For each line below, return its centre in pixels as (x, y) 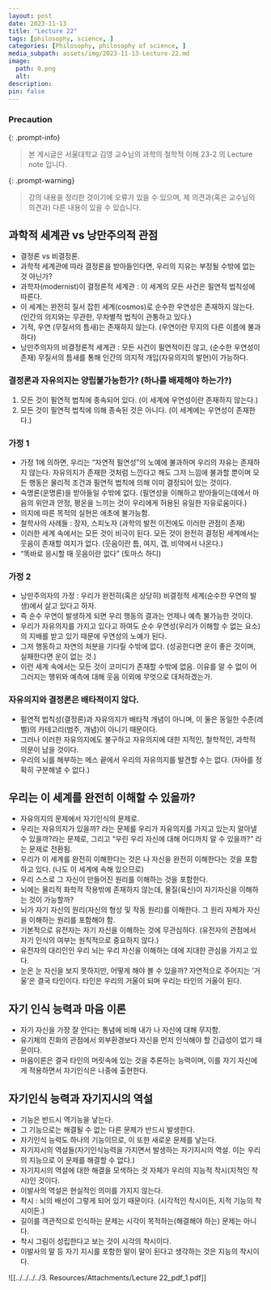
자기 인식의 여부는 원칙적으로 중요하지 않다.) (89, 941)
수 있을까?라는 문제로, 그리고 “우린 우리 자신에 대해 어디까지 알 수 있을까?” (137, 839)
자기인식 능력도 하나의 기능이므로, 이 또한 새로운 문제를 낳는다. (118, 1140)
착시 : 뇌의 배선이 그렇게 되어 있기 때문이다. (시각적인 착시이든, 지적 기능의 (136, 1201)
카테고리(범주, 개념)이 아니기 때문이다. (97, 729)
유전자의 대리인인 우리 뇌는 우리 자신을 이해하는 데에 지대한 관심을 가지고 (134, 950)
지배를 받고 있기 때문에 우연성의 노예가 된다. (98, 636)
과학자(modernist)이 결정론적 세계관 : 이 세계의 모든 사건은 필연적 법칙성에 (138, 287)
